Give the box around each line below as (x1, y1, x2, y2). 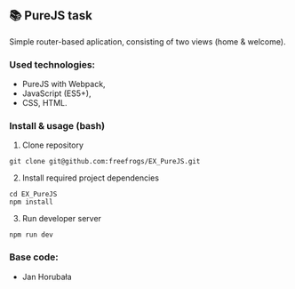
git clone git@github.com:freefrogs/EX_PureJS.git (9, 157, 201, 166)
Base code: (9, 251, 60, 263)
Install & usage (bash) (9, 120, 105, 132)
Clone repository (21, 140, 84, 150)
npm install (9, 197, 53, 207)
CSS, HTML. (21, 98, 68, 108)
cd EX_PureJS (9, 190, 58, 199)
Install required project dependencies (21, 173, 160, 183)
